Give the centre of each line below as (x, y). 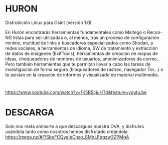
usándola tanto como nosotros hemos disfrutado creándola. (67, 132)
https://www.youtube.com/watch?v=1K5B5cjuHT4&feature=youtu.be (76, 92)
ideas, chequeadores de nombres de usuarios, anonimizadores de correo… (83, 58)
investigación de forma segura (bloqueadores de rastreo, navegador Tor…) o (84, 69)
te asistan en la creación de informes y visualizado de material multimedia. (82, 74)
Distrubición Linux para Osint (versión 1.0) (48, 22)
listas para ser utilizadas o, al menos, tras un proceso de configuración (86, 37)
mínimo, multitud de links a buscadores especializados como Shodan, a (79, 42)
